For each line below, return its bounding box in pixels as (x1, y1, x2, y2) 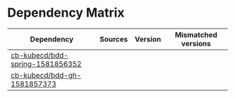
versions (181, 38, 211, 48)
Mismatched (174, 30, 218, 40)
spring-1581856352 (10, 59, 82, 69)
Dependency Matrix (7, 5, 124, 21)
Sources (99, 34, 128, 44)
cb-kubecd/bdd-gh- (10, 70, 82, 80)
